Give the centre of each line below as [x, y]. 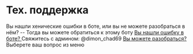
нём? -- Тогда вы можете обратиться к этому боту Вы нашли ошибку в [95, 32]
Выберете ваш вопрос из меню [45, 45]
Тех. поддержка [47, 10]
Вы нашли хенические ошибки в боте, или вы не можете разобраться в [96, 26]
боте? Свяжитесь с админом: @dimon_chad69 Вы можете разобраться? [96, 38]
